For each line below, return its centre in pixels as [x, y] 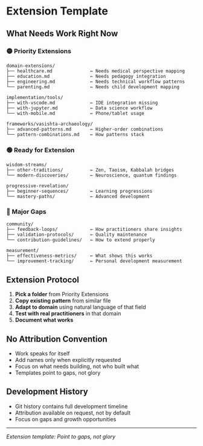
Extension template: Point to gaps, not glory [61, 436]
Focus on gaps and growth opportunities [66, 419]
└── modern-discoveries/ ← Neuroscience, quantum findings [92, 176]
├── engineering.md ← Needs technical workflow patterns [96, 82]
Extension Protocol [43, 280]
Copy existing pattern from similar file [63, 301]
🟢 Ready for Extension [40, 150]
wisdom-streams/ [27, 165]
